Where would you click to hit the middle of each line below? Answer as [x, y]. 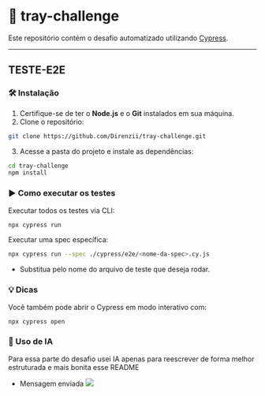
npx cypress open [37, 321]
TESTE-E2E [37, 70]
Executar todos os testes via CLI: [62, 210]
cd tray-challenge [38, 166]
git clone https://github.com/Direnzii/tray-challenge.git [107, 136]
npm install [28, 173]
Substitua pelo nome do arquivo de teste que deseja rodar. [115, 269]
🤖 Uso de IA [31, 342]
